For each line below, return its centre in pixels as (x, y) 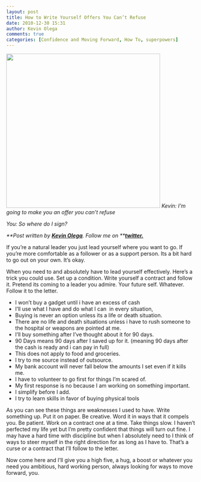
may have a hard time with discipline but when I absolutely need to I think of (100, 436)
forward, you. (23, 473)
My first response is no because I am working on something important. (102, 385)
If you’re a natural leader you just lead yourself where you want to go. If (94, 247)
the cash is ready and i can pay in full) (62, 347)
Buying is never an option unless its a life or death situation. (88, 315)
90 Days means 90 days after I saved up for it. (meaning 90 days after (101, 341)
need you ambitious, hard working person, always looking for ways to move (100, 466)
